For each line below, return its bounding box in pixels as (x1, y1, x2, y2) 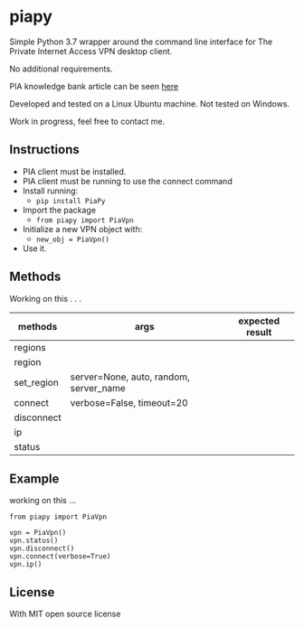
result (245, 325, 272, 338)
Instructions (9, 142, 80, 157)
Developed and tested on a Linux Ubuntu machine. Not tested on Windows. (9, 98, 290, 109)
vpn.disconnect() (9, 544, 75, 553)
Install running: (22, 185, 79, 196)
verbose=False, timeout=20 (70, 396, 188, 408)
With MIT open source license (9, 608, 121, 620)
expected (238, 314, 280, 327)
